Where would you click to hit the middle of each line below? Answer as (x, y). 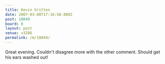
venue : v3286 (19, 33)
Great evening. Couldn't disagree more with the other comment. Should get (83, 52)
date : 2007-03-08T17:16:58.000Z (39, 14)
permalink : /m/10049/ (28, 38)
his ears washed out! (27, 57)
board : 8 (14, 24)
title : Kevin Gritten (28, 10)
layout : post (19, 28)
